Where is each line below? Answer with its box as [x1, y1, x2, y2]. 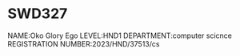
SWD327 [7, 5, 68, 23]
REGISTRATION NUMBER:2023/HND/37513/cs [7, 39, 160, 48]
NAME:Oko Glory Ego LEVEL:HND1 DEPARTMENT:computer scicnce [7, 31, 233, 40]
